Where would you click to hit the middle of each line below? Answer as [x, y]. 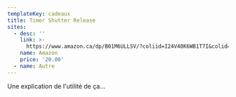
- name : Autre [34, 66]
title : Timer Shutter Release [52, 20]
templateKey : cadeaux [39, 14]
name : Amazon [39, 53]
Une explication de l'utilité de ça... [56, 86]
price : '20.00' [42, 60]
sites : [17, 27]
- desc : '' [29, 33]
